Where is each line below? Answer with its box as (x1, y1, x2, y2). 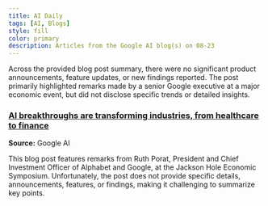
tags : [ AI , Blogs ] (8, 19, 70, 27)
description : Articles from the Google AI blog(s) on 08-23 (8, 42, 216, 50)
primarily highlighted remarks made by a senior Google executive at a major (8, 82, 261, 91)
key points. (8, 188, 45, 198)
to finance (8, 120, 50, 132)
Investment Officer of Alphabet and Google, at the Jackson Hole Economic (8, 162, 257, 172)
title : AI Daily (8, 11, 63, 20)
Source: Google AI (8, 138, 70, 148)
